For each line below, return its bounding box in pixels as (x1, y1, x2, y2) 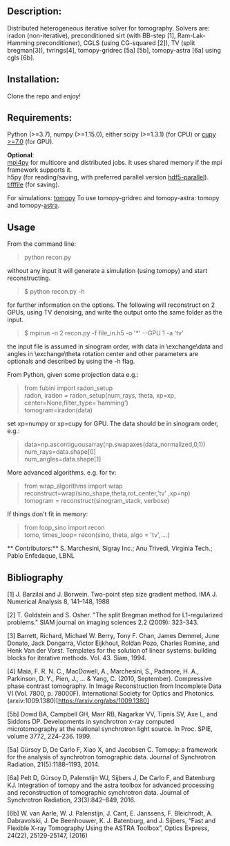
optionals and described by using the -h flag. (7, 357, 135, 366)
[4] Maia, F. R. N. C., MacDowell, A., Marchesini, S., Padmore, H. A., (7, 667, 199, 676)
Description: (7, 6, 62, 17)
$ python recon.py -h (23, 288, 85, 296)
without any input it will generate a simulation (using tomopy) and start (7, 267, 208, 275)
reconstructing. (7, 274, 51, 283)
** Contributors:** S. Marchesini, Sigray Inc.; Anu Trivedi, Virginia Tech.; (7, 544, 213, 553)
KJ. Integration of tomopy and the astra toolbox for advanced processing (7, 781, 214, 789)
